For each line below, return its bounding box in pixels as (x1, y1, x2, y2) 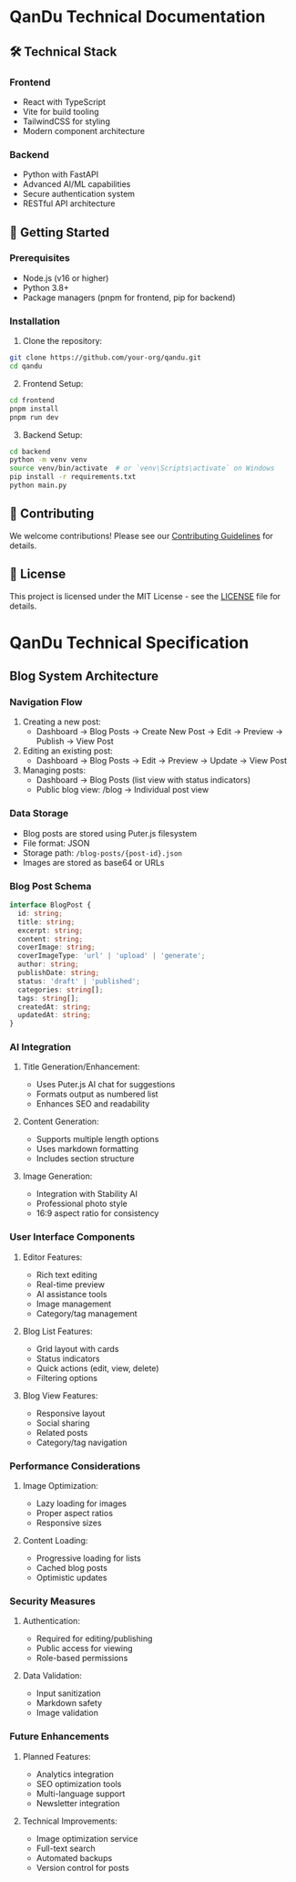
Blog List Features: (22, 1326, 93, 1336)
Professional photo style (36, 1198, 128, 1210)
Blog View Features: (22, 1389, 98, 1401)
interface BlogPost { (9, 900, 92, 910)
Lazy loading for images (36, 1498, 128, 1509)
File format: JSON (22, 837, 90, 848)
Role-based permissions (36, 1653, 128, 1664)
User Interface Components (9, 1231, 136, 1243)
